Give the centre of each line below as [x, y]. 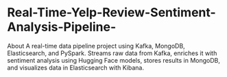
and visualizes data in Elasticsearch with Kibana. [75, 67]
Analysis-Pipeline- [62, 27]
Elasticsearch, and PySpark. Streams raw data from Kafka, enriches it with [112, 53]
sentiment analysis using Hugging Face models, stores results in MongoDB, [114, 60]
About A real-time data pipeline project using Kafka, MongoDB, [96, 46]
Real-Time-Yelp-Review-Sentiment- [111, 13]
